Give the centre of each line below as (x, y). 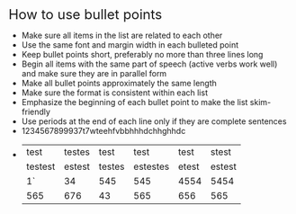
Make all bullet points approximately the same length (119, 83)
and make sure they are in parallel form (94, 73)
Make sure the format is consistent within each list (115, 93)
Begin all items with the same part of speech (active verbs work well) (149, 64)
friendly (36, 111)
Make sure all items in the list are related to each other (122, 35)
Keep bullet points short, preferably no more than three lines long (142, 54)
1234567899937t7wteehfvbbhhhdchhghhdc (103, 131)
